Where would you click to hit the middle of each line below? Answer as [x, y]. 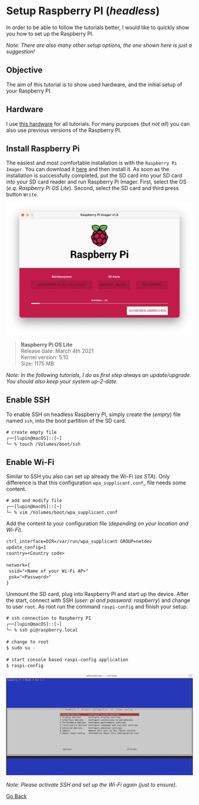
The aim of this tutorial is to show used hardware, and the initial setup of [94, 84]
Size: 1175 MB [37, 363]
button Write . [22, 195]
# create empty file [32, 432]
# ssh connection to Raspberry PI [49, 619]
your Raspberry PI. [29, 91]
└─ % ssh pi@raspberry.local [42, 630]
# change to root [28, 642]
